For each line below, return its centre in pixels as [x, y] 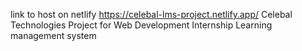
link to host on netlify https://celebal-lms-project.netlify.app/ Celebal [151, 14]
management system [53, 35]
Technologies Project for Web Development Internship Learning [141, 25]
